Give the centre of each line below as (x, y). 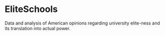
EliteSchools (31, 9)
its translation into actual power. (38, 28)
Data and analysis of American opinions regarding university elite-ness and (82, 23)
